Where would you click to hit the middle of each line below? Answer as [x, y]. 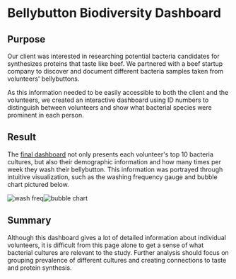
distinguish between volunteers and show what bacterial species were [110, 107]
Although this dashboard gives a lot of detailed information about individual [117, 237]
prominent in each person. [46, 115]
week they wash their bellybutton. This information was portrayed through [115, 169]
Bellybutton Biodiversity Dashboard [114, 13]
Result [22, 137]
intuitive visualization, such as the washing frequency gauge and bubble [112, 177]
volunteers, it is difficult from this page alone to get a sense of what [106, 245]
